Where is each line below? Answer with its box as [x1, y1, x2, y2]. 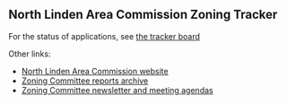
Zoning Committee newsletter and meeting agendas [21, 84, 213, 95]
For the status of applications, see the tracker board [8, 30, 201, 41]
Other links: [8, 48, 51, 59]
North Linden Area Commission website [21, 65, 169, 76]
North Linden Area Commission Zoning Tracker [8, 7, 278, 22]
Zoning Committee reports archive [21, 75, 149, 86]
